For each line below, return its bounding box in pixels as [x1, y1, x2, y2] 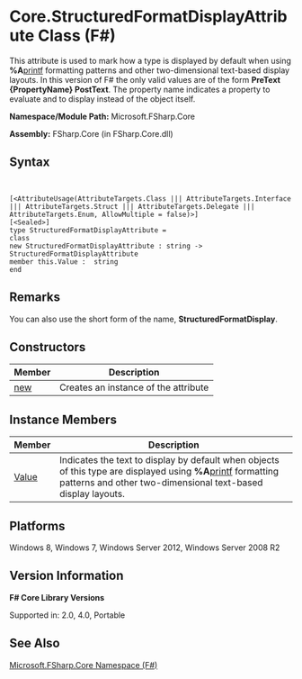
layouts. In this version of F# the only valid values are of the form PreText [9, 74, 281, 85]
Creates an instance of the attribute [59, 381, 209, 394]
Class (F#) [37, 25, 116, 46]
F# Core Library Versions [9, 592, 105, 602]
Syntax [9, 155, 50, 170]
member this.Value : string [9, 257, 119, 267]
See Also [9, 636, 60, 651]
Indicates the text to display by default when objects [59, 454, 280, 466]
